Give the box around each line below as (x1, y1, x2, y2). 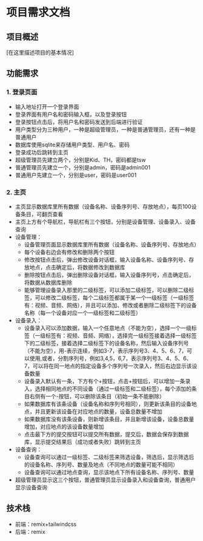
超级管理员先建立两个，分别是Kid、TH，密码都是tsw (15, 156, 147, 163)
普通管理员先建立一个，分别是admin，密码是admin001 (15, 163, 150, 171)
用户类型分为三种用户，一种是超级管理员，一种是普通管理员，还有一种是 (15, 126, 196, 133)
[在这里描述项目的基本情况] (6, 49, 75, 56)
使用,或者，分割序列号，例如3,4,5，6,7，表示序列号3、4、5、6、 (29, 355, 192, 362)
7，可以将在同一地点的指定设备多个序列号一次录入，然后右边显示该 (24, 362, 192, 369)
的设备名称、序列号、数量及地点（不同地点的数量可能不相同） (24, 461, 179, 468)
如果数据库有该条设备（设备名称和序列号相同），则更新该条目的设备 (24, 400, 192, 407)
